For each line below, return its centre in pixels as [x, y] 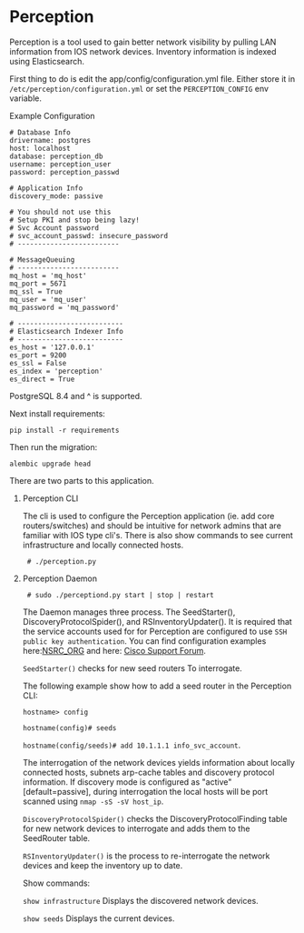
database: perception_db [56, 156]
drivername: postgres [50, 140]
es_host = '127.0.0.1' [52, 347]
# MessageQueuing [42, 260]
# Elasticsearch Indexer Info [67, 331]
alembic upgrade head [50, 464]
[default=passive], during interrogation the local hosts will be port [145, 791]
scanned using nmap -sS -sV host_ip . [93, 801]
